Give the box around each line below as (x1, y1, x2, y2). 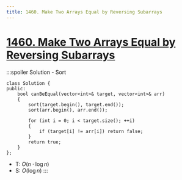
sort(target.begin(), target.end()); (28, 101, 124, 107)
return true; (28, 139, 62, 145)
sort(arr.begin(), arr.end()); (28, 107, 108, 113)
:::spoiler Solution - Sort (6, 68, 67, 76)
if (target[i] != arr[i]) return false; (38, 128, 144, 134)
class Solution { (6, 80, 51, 86)
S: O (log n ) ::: (15, 167, 48, 174)
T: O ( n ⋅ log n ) (15, 160, 49, 168)
